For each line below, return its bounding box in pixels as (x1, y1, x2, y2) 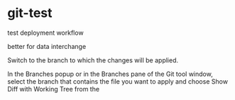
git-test (7, 5, 53, 21)
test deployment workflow (7, 28, 84, 37)
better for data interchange (7, 42, 87, 50)
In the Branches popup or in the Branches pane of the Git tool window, (7, 70, 213, 78)
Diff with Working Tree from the (7, 84, 100, 93)
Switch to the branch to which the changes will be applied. (7, 55, 179, 65)
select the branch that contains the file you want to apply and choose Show (7, 77, 229, 86)
